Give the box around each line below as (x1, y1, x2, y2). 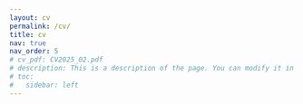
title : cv (9, 30, 47, 39)
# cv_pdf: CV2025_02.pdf (9, 55, 103, 64)
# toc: (9, 72, 34, 81)
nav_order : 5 (9, 47, 59, 56)
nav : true (9, 38, 47, 48)
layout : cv (9, 13, 51, 23)
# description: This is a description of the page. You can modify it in (9, 64, 295, 73)
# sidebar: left (9, 80, 79, 90)
